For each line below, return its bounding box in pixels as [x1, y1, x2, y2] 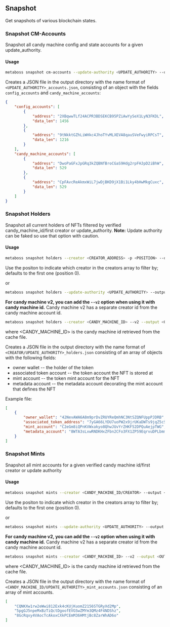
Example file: [5, 396, 32, 402]
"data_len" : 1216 [32, 137, 69, 142]
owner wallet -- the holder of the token [12, 364, 94, 370]
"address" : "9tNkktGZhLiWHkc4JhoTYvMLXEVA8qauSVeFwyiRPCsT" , [32, 133, 164, 138]
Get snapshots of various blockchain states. [5, 17, 97, 23]
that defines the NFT [12, 386, 56, 392]
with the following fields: [5, 355, 57, 361]
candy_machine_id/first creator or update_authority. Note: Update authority [5, 227, 162, 233]
